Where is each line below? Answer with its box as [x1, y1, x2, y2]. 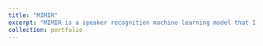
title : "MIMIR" [8, 11, 58, 19]
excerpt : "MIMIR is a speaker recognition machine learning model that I [8, 19, 257, 27]
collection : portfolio [8, 26, 83, 34]
